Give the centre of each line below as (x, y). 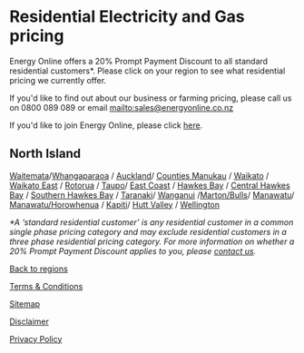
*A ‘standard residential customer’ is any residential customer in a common (152, 222)
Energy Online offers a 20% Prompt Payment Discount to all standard (139, 61)
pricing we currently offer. (58, 80)
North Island (45, 154)
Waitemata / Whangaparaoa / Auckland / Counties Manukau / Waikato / (139, 175)
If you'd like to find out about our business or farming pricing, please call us (151, 98)
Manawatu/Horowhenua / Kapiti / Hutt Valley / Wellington (115, 204)
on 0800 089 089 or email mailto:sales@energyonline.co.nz (122, 107)
